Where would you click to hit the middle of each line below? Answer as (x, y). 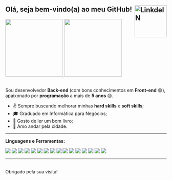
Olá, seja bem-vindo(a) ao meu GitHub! (69, 9)
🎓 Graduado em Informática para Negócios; (60, 114)
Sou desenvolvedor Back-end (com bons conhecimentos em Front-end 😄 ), (85, 90)
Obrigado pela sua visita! (31, 171)
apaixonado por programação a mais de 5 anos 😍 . (59, 96)
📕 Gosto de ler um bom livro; (43, 121)
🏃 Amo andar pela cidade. (40, 126)
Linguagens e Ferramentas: (35, 141)
